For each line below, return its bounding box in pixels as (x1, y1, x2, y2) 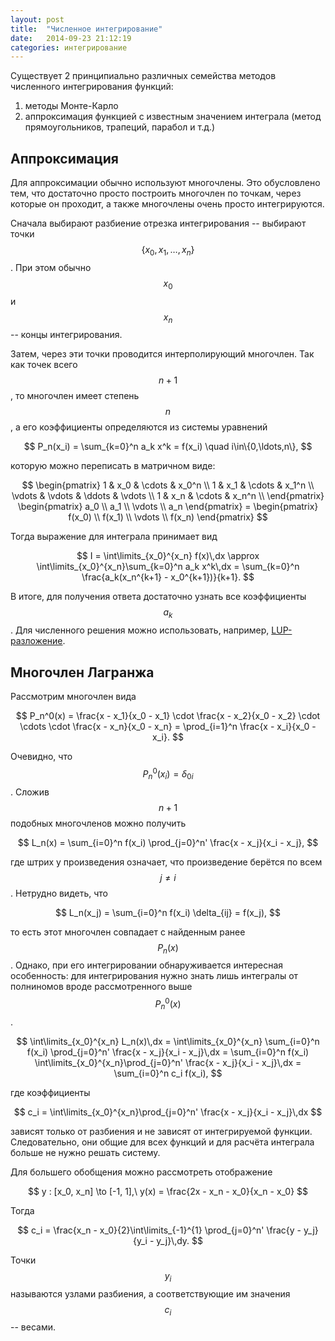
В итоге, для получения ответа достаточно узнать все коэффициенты (10, 591, 307, 603)
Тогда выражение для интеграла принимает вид (10, 531, 218, 543)
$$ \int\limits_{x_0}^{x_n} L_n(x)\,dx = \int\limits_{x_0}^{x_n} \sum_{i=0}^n (16, 1035, 320, 1047)
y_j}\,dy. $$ (156, 1234, 204, 1246)
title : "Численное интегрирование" (10, 24, 163, 34)
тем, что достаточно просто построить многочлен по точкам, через (10, 187, 302, 200)
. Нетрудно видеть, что (10, 887, 108, 899)
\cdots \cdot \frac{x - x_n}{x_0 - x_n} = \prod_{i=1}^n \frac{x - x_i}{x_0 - (19, 721, 317, 733)
